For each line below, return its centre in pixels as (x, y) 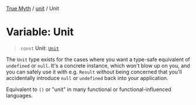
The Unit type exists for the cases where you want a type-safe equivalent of (98, 59)
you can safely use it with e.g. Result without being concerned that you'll (94, 72)
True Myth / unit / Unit (33, 8)
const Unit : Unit (40, 48)
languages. (20, 95)
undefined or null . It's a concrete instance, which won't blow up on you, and (98, 65)
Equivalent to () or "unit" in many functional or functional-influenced (89, 89)
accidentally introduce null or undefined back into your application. (87, 78)
